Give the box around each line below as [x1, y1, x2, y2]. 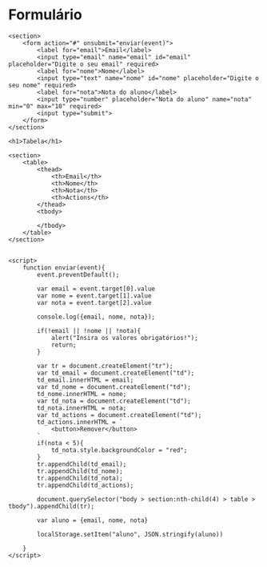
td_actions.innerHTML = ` [37, 418, 124, 426]
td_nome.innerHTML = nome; [37, 390, 127, 398]
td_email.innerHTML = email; [37, 375, 134, 384]
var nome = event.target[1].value [37, 291, 152, 300]
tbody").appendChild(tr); [8, 502, 94, 510]
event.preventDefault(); [37, 270, 120, 278]
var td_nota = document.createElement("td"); [37, 397, 192, 405]
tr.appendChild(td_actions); [37, 481, 134, 489]
